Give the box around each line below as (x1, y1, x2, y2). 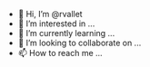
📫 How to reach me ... (17, 48, 103, 58)
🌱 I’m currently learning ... (17, 28, 115, 38)
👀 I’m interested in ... (17, 18, 95, 29)
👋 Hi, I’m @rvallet (17, 9, 84, 19)
